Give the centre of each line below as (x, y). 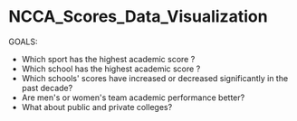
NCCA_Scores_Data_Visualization (138, 17)
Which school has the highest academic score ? (111, 69)
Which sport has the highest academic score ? (108, 59)
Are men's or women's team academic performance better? (133, 98)
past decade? (47, 88)
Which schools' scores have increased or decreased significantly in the (155, 78)
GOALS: (23, 42)
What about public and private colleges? (97, 107)
